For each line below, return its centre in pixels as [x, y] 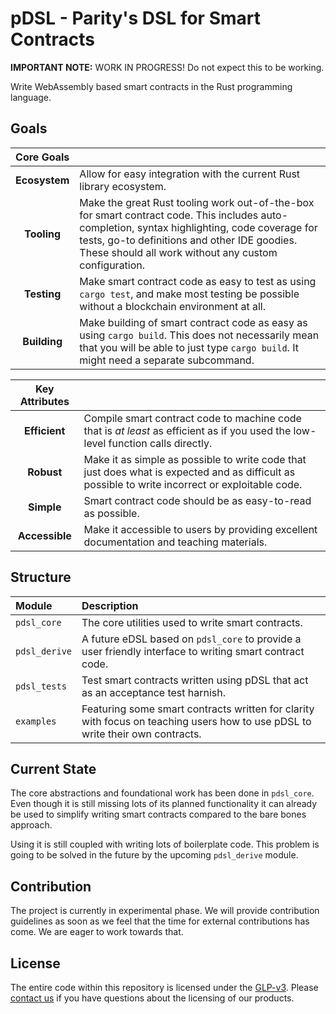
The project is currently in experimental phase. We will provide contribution [165, 911]
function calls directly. [160, 443]
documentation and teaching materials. [175, 542]
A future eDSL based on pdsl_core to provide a [191, 639]
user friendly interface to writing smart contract [193, 651]
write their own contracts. [141, 734]
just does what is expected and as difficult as [189, 472]
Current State [53, 768]
